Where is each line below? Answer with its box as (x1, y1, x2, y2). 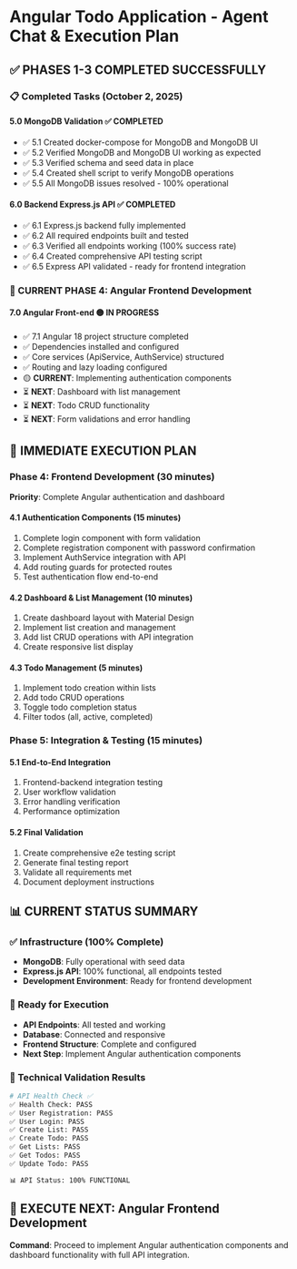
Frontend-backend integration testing (22, 777, 163, 788)
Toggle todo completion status (22, 701, 138, 712)
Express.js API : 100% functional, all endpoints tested (22, 966, 223, 977)
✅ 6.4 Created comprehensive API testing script (22, 251, 203, 261)
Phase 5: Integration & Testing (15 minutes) (9, 734, 203, 747)
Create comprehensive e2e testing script (22, 847, 176, 858)
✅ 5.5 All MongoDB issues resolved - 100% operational (22, 178, 229, 189)
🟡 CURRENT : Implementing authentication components (22, 373, 232, 384)
